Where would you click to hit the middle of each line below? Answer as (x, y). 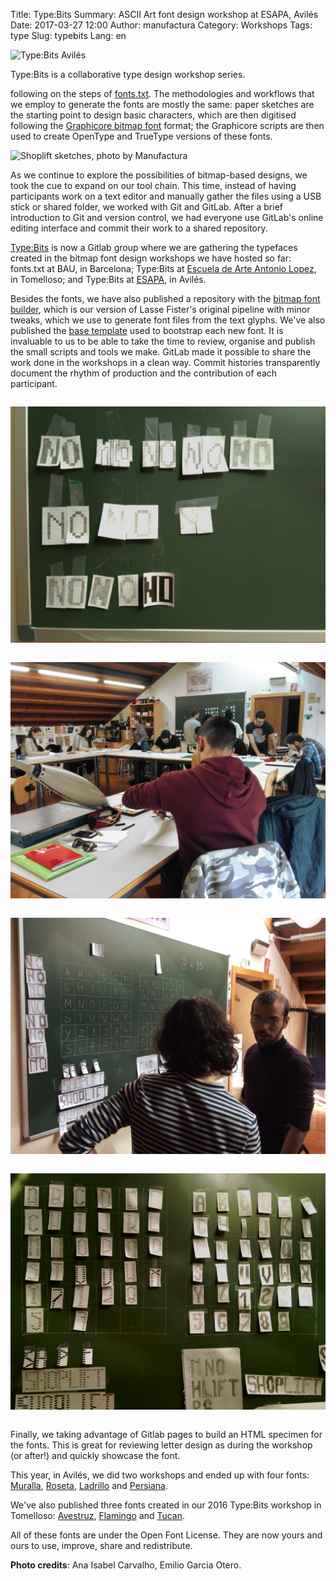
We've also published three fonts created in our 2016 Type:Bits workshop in (166, 1505)
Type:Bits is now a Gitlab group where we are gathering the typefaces (154, 247)
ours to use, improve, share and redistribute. (101, 1545)
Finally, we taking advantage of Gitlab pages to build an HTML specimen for (166, 1434)
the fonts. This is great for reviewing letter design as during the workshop (161, 1445)
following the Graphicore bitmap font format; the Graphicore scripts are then (167, 125)
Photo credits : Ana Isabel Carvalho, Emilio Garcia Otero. (126, 1565)
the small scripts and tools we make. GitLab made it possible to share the (161, 352)
